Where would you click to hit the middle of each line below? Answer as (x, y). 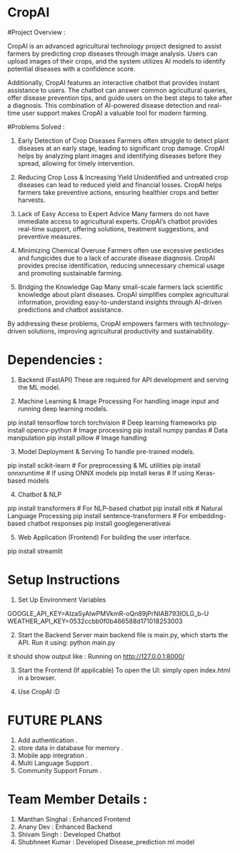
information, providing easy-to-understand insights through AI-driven (120, 302)
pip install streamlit (35, 551)
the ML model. (39, 387)
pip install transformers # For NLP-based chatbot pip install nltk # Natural (115, 508)
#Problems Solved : (36, 126)
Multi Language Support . (55, 763)
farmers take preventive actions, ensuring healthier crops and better (118, 192)
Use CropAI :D (39, 691)
